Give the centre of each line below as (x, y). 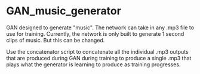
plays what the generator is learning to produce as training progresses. (93, 64)
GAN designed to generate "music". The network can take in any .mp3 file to (100, 27)
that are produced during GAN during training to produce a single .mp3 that (99, 58)
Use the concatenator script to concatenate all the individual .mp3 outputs (98, 51)
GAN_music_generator (64, 11)
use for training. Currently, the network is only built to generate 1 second (95, 33)
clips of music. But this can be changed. (56, 40)
